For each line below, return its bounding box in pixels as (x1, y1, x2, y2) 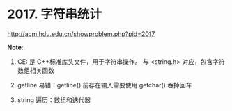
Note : (7, 43, 24, 51)
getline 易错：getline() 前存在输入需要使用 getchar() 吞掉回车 (17, 80, 192, 89)
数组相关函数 (17, 66, 54, 74)
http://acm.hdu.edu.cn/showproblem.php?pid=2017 (7, 29, 155, 38)
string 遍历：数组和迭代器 (17, 95, 91, 104)
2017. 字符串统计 (7, 6, 102, 22)
